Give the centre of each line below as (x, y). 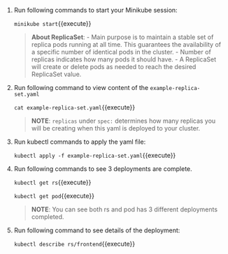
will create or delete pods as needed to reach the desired (114, 67)
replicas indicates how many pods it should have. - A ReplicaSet (124, 59)
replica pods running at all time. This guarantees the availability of (126, 44)
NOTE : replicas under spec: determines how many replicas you (123, 121)
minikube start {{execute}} (52, 23)
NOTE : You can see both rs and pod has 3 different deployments (124, 209)
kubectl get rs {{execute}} (52, 182)
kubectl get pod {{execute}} (54, 196)
